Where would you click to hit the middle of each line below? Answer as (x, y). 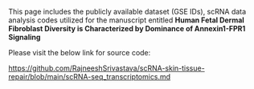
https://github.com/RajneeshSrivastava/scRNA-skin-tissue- (107, 68)
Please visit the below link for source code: (80, 53)
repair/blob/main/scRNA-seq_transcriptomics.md (90, 77)
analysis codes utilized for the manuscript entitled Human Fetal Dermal (127, 20)
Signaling (25, 37)
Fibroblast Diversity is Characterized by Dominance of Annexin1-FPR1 (127, 28)
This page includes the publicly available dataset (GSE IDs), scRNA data (127, 12)
